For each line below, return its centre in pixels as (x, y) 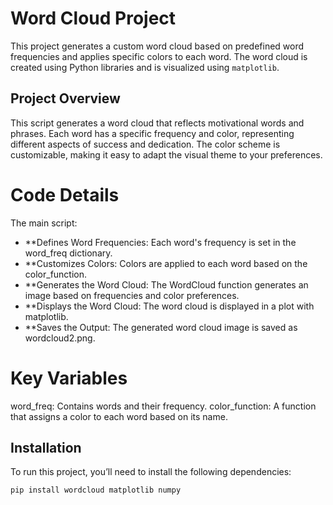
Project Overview (65, 98)
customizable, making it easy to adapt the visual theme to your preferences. (166, 154)
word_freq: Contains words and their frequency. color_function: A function (163, 406)
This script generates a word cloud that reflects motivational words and (157, 123)
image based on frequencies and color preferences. (132, 295)
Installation (46, 448)
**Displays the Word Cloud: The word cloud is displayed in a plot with (169, 306)
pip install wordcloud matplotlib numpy (96, 490)
